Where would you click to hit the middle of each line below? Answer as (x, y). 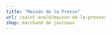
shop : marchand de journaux (41, 23)
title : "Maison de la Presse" (43, 12)
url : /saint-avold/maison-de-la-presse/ (57, 17)
